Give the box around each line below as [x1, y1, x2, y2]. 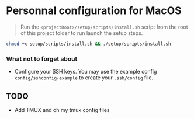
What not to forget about [6, 54, 78, 62]
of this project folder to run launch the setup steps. [20, 29, 143, 36]
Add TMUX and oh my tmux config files [14, 106, 110, 113]
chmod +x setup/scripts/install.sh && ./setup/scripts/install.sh [6, 41, 171, 47]
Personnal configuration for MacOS [6, 4, 182, 17]
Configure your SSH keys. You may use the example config [14, 68, 157, 75]
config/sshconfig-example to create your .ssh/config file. [14, 74, 154, 81]
